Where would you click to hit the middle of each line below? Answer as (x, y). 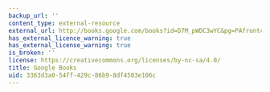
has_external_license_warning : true (70, 46)
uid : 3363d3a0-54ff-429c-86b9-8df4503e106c (82, 75)
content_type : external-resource (64, 23)
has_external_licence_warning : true (70, 38)
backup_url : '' (34, 16)
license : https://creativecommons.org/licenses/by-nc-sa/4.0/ (115, 61)
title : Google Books (43, 68)
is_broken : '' (32, 53)
